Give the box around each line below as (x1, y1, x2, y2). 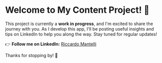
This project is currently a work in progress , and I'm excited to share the (5, 21, 154, 27)
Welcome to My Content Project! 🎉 (5, 4, 150, 16)
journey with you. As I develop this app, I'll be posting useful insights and (5, 26, 155, 31)
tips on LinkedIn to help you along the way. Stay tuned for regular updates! (5, 31, 158, 37)
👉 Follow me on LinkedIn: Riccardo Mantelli (5, 41, 97, 47)
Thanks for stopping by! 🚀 (5, 52, 58, 58)
